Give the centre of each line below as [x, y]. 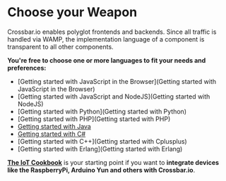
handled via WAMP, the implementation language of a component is [106, 39]
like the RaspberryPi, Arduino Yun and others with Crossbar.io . [101, 170]
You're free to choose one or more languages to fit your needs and [107, 60]
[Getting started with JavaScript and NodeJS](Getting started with [114, 96]
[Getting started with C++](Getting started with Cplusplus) [102, 141]
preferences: [27, 68]
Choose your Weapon [72, 12]
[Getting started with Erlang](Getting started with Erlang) [100, 149]
